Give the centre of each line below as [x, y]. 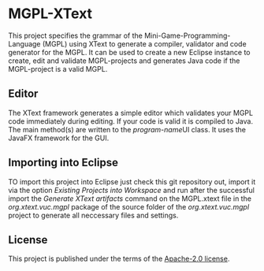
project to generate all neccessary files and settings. [93, 215]
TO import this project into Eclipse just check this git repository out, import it [132, 181]
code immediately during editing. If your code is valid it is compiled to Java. [131, 121]
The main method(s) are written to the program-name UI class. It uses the [127, 129]
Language [24, 43]
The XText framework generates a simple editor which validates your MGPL [131, 113]
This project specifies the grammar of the [76, 35]
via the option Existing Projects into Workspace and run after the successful [131, 190]
